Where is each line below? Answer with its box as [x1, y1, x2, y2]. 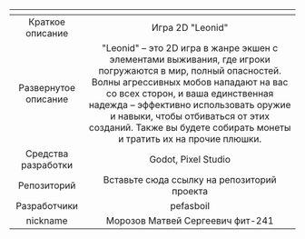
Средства [25, 147, 69, 160]
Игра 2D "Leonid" [151, 22, 229, 34]
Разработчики [15, 200, 79, 212]
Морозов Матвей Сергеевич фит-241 [105, 214, 274, 226]
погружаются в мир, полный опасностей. [98, 65, 281, 76]
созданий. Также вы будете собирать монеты [89, 122, 291, 134]
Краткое [28, 15, 66, 28]
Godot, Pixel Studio [149, 154, 231, 165]
